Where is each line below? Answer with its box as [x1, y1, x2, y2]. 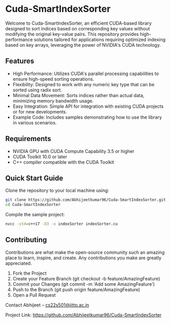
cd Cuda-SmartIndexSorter [5, 202, 60, 207]
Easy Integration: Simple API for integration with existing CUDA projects [12, 103, 164, 109]
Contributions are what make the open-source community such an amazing [5, 249, 165, 255]
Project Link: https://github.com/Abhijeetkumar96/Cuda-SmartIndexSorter [5, 312, 162, 318]
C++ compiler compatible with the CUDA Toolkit [12, 159, 114, 165]
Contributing [5, 236, 47, 244]
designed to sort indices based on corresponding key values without [5, 25, 150, 31]
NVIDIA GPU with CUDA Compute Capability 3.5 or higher [12, 148, 135, 154]
